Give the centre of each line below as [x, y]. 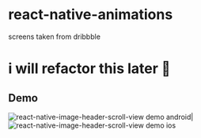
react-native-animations [91, 15]
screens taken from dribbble [55, 36]
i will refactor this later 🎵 [89, 69]
